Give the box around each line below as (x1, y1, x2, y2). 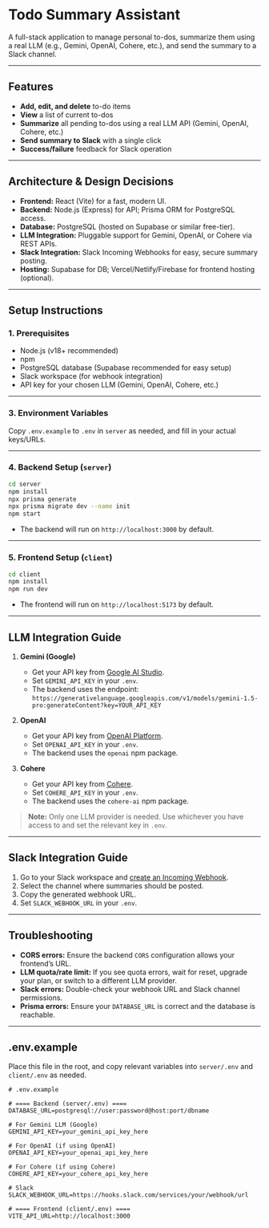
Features (8, 80, 54, 94)
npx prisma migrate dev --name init (8, 502, 130, 510)
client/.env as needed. (8, 1070, 86, 1080)
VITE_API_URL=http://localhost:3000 (8, 1212, 130, 1221)
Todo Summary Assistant (8, 6, 181, 24)
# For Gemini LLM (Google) (8, 1121, 98, 1129)
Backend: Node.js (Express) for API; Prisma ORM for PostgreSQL (19, 205, 235, 214)
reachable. (19, 1010, 56, 1019)
